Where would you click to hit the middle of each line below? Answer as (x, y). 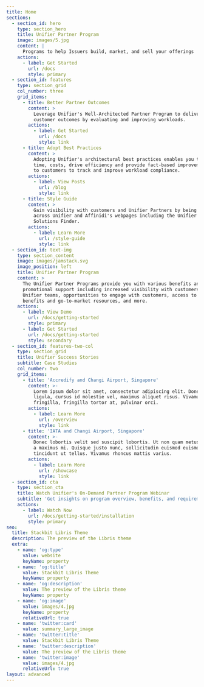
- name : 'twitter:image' (49, 657)
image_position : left (44, 267)
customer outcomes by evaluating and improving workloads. (110, 119)
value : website (42, 555)
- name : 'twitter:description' (57, 646)
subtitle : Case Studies (47, 363)
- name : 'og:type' (40, 550)
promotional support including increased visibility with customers (111, 289)
